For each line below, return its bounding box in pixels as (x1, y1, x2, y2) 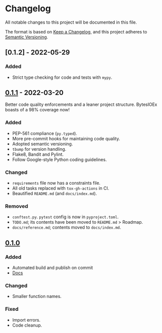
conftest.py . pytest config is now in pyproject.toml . (12, 214, 119, 220)
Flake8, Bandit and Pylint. (12, 151, 64, 157)
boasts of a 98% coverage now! (5, 107, 70, 113)
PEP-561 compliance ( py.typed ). (12, 130, 78, 136)
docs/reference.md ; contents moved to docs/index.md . (12, 225, 121, 231)
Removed (5, 202, 28, 209)
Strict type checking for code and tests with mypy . (12, 74, 112, 80)
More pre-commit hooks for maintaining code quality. (12, 135, 120, 141)
